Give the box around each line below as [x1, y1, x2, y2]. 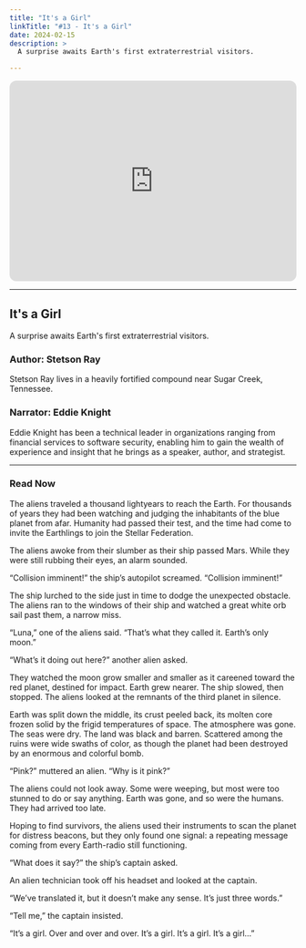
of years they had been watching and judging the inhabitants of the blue [9, 508, 280, 519]
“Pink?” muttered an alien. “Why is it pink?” [9, 765, 170, 776]
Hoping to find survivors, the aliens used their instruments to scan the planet [9, 819, 297, 830]
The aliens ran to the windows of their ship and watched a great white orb [9, 599, 287, 611]
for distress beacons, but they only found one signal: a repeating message [9, 829, 289, 840]
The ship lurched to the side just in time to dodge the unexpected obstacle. [9, 590, 291, 601]
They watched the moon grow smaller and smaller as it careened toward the [9, 672, 295, 683]
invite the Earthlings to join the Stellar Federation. [9, 527, 194, 538]
